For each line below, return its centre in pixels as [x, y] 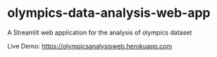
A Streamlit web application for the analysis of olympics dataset [100, 32]
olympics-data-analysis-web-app [109, 13]
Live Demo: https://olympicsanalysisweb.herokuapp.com [90, 46]
